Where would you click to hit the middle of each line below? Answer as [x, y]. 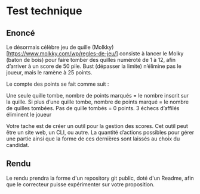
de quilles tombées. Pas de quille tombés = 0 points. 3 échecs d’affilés [93, 108]
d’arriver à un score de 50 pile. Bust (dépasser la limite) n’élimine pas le [94, 66]
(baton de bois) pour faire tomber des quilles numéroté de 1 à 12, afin [91, 60]
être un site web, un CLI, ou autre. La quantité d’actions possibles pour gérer [100, 132]
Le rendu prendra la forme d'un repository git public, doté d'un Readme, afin [100, 178]
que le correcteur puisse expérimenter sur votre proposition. [81, 184]
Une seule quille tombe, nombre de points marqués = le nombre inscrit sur [98, 96]
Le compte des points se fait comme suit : [58, 84]
